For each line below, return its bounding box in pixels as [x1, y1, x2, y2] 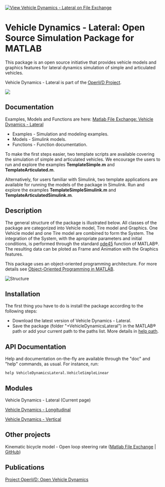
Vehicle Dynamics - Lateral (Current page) [5, 397, 91, 403]
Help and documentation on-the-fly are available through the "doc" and [5, 356, 150, 362]
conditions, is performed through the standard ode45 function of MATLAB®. [5, 240, 160, 247]
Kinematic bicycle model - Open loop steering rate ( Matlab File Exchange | [5, 443, 156, 449]
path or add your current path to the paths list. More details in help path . [12, 328, 159, 334]
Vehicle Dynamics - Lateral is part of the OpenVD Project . [5, 79, 122, 85]
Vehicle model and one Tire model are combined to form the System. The [5, 230, 154, 236]
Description [5, 207, 42, 215]
